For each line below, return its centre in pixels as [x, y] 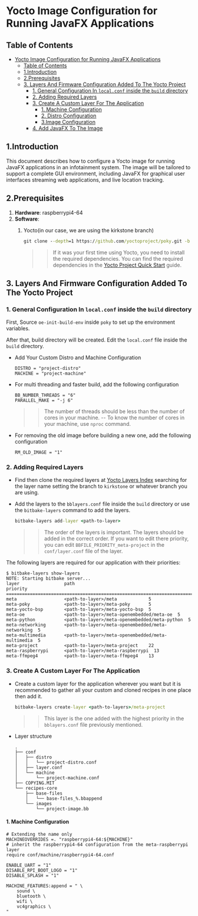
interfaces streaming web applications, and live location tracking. [85, 180]
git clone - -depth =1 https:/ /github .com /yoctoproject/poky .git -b [107, 241]
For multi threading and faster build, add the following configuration [97, 385]
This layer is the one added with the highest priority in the [114, 718]
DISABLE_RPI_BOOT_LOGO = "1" [42, 870]
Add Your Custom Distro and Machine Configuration [78, 357]
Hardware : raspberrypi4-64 [49, 212]
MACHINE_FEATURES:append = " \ [44, 886]
